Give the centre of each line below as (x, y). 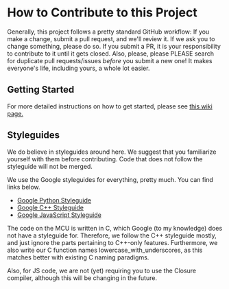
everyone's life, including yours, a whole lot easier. (79, 68)
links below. (24, 187)
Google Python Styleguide (54, 200)
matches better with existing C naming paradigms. (78, 257)
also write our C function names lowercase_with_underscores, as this (105, 250)
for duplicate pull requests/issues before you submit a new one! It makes (110, 60)
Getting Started (41, 90)
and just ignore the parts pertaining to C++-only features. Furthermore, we (112, 242)
